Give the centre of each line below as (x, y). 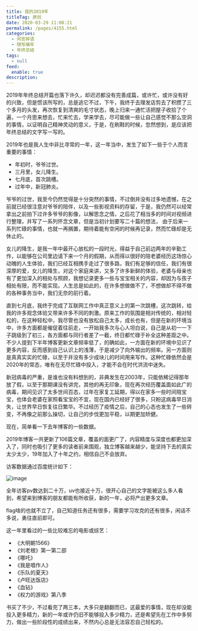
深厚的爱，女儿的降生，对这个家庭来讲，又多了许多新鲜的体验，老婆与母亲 (96, 271)
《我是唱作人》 (33, 565)
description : (22, 77)
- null (19, 61)
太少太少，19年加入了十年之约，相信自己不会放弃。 (68, 454)
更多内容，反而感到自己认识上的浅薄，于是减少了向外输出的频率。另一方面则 (99, 350)
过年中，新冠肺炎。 (38, 187)
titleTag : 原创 (24, 17)
